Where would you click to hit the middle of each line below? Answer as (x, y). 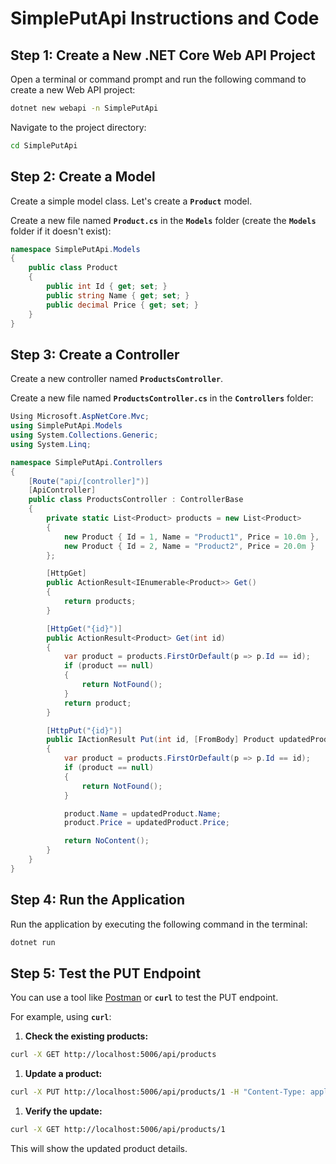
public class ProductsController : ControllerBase (136, 500)
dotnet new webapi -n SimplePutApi (84, 108)
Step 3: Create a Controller (95, 354)
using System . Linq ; (51, 444)
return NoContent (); (106, 841)
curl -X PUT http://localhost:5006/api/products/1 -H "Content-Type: (158, 1092)
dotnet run (33, 942)
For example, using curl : (61, 1017)
